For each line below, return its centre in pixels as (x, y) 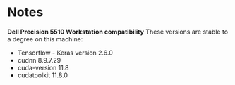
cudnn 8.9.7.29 (39, 60)
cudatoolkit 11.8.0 (43, 75)
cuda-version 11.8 (43, 67)
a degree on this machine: (45, 39)
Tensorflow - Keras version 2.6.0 (65, 53)
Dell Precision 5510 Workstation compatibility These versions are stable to (117, 32)
